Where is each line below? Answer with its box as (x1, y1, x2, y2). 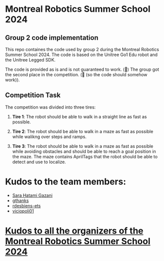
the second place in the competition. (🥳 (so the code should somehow (5, 72, 148, 77)
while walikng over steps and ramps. (12, 134, 87, 140)
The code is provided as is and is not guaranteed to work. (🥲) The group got (5, 66, 159, 72)
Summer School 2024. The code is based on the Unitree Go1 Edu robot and (5, 52, 158, 58)
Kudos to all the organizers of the (5, 225, 144, 236)
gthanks (12, 198, 29, 203)
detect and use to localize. (12, 159, 66, 165)
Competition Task (5, 91, 61, 99)
